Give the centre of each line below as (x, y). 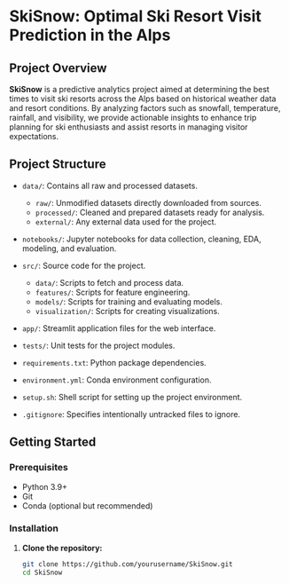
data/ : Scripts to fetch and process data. (109, 282)
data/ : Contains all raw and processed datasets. (109, 185)
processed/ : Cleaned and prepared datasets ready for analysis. (150, 212)
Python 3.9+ (45, 486)
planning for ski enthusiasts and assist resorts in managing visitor (129, 127)
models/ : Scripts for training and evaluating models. (129, 301)
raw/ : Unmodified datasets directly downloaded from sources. (148, 202)
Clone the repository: (62, 548)
